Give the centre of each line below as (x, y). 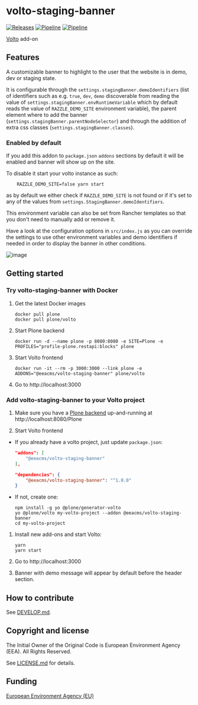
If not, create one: (36, 497)
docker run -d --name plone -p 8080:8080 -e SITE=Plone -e (89, 341)
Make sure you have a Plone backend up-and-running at (83, 413)
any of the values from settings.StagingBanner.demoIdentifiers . (85, 202)
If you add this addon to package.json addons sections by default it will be (95, 156)
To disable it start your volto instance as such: (62, 174)
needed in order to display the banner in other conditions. (76, 244)
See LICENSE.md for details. (41, 663)
